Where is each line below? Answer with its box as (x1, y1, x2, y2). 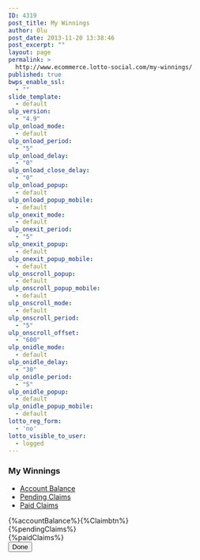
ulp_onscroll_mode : (8, 299, 73, 307)
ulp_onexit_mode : (8, 211, 66, 219)
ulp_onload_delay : (8, 152, 69, 159)
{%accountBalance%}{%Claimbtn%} (8, 516, 129, 525)
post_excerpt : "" (8, 41, 66, 49)
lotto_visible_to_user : (8, 432, 87, 440)
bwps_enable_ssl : (8, 78, 66, 86)
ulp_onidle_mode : (8, 343, 66, 351)
